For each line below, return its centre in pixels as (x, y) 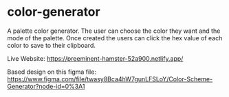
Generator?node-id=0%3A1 (46, 86)
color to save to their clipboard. (52, 45)
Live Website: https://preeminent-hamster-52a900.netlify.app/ (95, 58)
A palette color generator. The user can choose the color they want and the (114, 31)
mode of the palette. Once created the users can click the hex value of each (115, 38)
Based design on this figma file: (52, 72)
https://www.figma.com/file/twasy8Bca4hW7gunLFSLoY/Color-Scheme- (110, 79)
